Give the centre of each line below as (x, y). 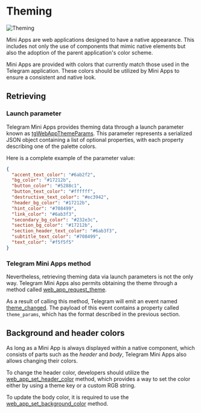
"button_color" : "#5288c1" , (47, 186)
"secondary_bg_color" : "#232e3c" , (55, 220)
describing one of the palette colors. (52, 146)
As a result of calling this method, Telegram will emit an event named (92, 301)
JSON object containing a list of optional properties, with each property (95, 139)
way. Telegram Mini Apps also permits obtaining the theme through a (92, 283)
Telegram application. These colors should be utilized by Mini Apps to (93, 70)
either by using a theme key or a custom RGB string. (71, 385)
